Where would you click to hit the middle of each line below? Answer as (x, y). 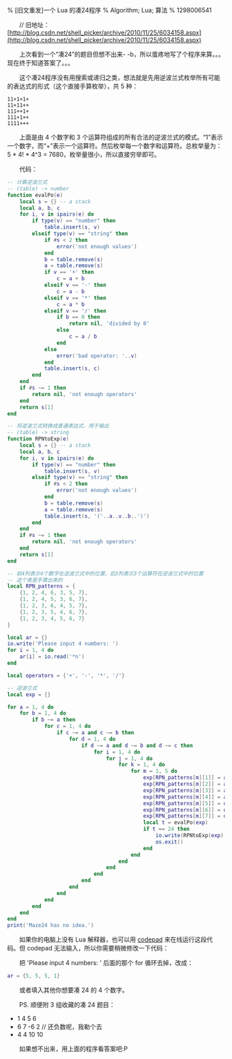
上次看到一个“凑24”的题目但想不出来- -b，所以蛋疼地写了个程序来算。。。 (122, 54)
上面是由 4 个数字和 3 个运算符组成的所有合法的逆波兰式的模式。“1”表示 (121, 137)
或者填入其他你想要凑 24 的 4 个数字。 (74, 990)
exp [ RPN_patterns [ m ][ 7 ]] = (182, 816)
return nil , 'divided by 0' (109, 324)
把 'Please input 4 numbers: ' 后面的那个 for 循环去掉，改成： (106, 963)
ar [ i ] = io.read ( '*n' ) (52, 657)
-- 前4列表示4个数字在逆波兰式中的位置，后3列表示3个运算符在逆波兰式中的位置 (105, 573)
